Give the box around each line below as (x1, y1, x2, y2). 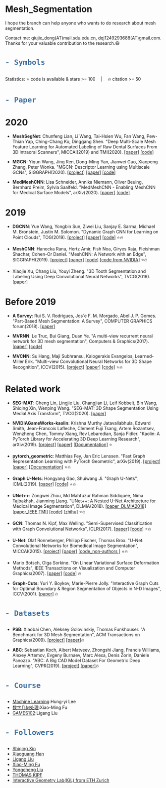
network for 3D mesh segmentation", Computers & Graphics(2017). (12, 338, 150, 344)
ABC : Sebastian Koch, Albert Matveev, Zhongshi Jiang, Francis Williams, (12, 647, 161, 653)
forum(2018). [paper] (12, 323, 55, 329)
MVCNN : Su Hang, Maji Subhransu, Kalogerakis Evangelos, (12, 353, 134, 359)
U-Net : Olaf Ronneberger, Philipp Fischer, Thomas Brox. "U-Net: (12, 537, 144, 543)
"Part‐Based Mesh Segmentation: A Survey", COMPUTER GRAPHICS (12, 318, 153, 324)
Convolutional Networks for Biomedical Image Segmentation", (12, 543, 139, 549)
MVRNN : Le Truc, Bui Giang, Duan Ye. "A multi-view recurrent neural (12, 333, 153, 339)
